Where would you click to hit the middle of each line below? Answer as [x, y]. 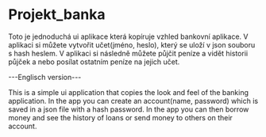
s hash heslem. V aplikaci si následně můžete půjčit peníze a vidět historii [128, 53]
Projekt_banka [57, 15]
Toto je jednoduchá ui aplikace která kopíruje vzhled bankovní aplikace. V [128, 36]
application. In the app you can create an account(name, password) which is [133, 101]
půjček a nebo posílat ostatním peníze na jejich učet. [94, 62]
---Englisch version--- [45, 77]
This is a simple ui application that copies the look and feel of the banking [128, 92]
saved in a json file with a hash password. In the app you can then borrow [129, 109]
